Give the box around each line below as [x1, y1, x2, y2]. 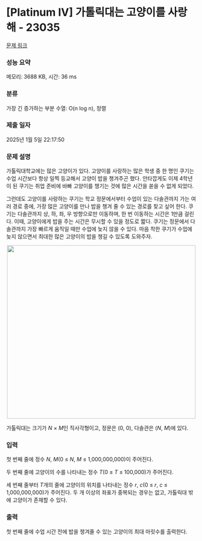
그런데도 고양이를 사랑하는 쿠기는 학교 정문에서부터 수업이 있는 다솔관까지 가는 [6, 195, 190, 203]
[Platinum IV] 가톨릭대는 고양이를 [6, 5, 166, 19]
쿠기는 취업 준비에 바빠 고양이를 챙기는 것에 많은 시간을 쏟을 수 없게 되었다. [19, 182, 194, 190]
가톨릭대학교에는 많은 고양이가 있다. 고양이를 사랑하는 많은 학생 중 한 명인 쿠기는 [6, 167, 195, 175]
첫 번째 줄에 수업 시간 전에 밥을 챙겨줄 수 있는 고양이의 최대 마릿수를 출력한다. [6, 528, 188, 535]
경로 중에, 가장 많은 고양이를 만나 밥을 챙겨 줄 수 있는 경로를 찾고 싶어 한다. [12, 203, 188, 210]
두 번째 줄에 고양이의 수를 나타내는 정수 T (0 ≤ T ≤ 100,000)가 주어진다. [6, 469, 174, 476]
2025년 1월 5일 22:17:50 [6, 136, 65, 143]
